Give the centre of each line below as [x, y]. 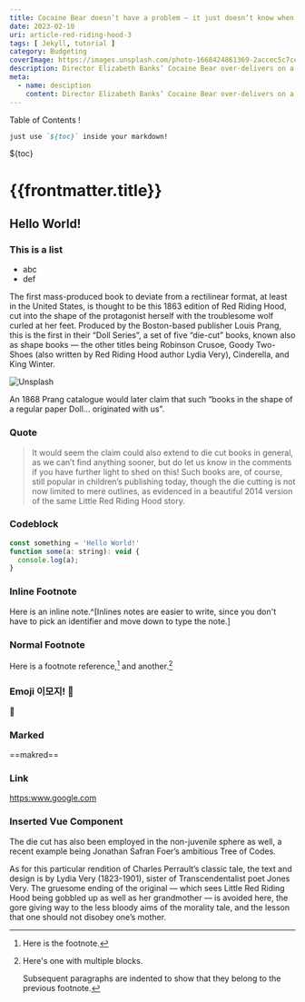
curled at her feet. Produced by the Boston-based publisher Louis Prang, [146, 326]
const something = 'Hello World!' [75, 543]
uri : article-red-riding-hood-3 [70, 35]
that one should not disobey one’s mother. [88, 917]
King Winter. [33, 364]
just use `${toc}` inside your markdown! [89, 136]
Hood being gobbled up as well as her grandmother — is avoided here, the [149, 898]
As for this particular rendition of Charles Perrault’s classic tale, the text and [151, 868]
